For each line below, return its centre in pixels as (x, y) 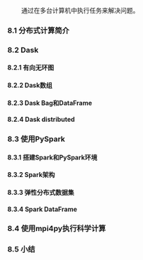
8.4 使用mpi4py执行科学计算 (57, 229)
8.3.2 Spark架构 (31, 175)
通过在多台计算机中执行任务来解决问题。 (80, 10)
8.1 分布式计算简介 (38, 30)
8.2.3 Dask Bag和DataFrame (50, 103)
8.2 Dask (23, 50)
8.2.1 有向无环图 (31, 68)
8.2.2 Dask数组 (30, 85)
